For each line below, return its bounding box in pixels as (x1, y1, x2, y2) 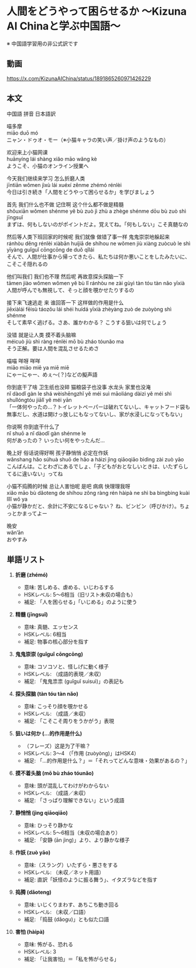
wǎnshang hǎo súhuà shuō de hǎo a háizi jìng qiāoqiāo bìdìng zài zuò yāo (6, 455, 184, 463)
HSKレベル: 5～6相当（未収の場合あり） (23, 829, 121, 836)
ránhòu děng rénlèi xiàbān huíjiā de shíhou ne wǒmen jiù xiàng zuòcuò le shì (6, 240, 191, 247)
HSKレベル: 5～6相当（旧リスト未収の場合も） (23, 591, 136, 598)
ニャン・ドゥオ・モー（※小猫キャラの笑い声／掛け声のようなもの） (6, 136, 169, 143)
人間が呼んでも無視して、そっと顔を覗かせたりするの (6, 286, 135, 293)
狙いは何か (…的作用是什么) (15, 730, 82, 737)
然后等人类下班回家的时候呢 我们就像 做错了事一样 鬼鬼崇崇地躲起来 (6, 233, 170, 240)
